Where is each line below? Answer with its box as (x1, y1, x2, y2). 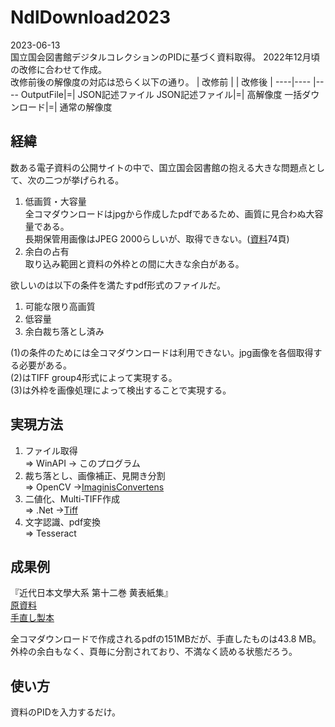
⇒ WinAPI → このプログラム (24, 457, 141, 469)
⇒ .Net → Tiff (24, 504, 78, 516)
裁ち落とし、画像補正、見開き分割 (24, 469, 166, 481)
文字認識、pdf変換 (24, 516, 102, 528)
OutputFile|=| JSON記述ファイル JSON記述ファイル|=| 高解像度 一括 (20, 88, 303, 100)
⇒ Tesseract (24, 527, 77, 539)
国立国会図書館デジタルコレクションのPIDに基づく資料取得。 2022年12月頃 (10, 51, 320, 63)
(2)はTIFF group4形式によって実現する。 (10, 371, 178, 383)
